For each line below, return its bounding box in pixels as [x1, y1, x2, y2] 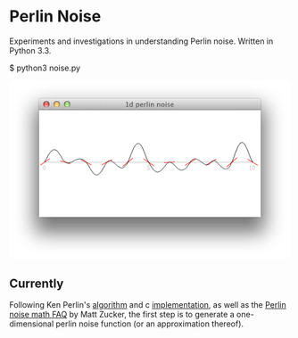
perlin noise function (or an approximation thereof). [55, 318, 244, 329]
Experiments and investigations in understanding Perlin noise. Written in [9, 36, 274, 46]
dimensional [9, 318, 54, 329]
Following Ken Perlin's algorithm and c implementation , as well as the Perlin [9, 299, 287, 309]
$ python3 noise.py [9, 62, 81, 73]
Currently [9, 276, 64, 291]
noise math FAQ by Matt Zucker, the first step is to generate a [9, 309, 235, 319]
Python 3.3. [9, 45, 52, 55]
